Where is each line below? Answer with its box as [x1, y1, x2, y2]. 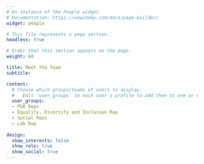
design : [6, 132, 26, 138]
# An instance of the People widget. [6, 9, 102, 15]
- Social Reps [12, 115, 47, 121]
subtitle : [6, 70, 32, 76]
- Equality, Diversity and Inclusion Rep [12, 109, 118, 115]
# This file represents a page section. [6, 31, 110, 37]
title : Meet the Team [6, 64, 61, 70]
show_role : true [12, 143, 53, 149]
